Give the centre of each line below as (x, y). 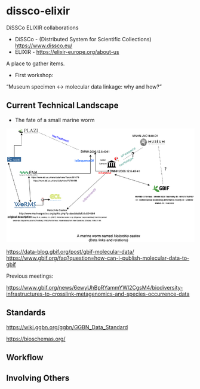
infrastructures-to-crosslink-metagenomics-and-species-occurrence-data (98, 294)
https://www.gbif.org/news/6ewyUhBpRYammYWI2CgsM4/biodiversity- (95, 287)
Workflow (25, 358)
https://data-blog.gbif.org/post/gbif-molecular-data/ (70, 251)
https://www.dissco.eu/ (44, 45)
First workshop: (34, 75)
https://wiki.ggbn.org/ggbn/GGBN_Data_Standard (67, 327)
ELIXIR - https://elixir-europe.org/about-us (67, 51)
